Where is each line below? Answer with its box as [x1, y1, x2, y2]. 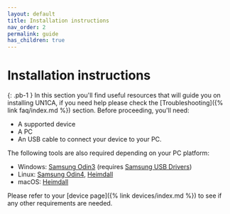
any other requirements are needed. [7, 199, 113, 208]
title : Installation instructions [7, 17, 110, 24]
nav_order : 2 [7, 23, 46, 31]
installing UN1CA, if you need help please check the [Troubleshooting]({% [7, 99, 224, 107]
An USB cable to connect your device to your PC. [17, 135, 162, 144]
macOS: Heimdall [17, 178, 69, 186]
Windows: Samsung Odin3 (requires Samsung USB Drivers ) [17, 163, 192, 171]
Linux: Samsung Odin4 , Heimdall [17, 170, 114, 178]
